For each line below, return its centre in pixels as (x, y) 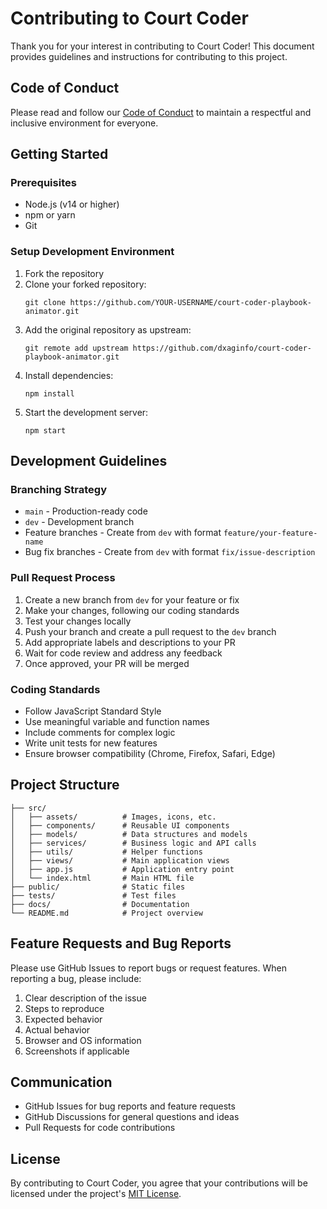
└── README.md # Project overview (106, 913)
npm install (49, 393)
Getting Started (59, 154)
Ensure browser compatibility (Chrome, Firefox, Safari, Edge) (150, 754)
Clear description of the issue (85, 998)
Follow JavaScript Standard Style (93, 711)
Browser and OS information (83, 1040)
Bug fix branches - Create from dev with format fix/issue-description (170, 552)
